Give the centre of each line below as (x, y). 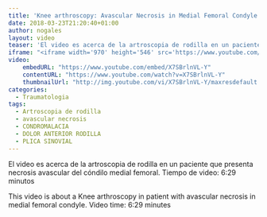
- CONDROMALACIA (42, 126)
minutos (21, 180)
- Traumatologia (42, 97)
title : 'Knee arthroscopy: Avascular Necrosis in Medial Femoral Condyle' (135, 15)
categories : (28, 89)
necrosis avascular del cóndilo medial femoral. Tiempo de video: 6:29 (122, 172)
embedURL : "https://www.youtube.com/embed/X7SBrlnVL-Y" (117, 68)
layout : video (32, 38)
